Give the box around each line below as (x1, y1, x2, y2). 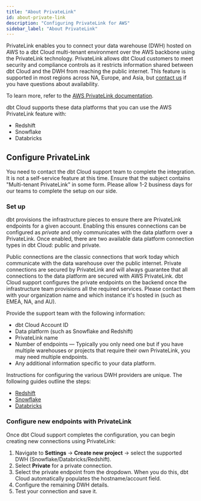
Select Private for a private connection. (14, 462, 113, 469)
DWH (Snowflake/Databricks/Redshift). (14, 455, 112, 462)
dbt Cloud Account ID (14, 322, 69, 329)
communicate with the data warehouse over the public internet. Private (6, 260, 182, 267)
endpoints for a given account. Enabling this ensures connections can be (6, 222, 187, 229)
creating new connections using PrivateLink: (6, 437, 116, 444)
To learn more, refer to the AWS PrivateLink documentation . (6, 92, 154, 99)
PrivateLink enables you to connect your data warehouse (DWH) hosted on (6, 42, 192, 49)
